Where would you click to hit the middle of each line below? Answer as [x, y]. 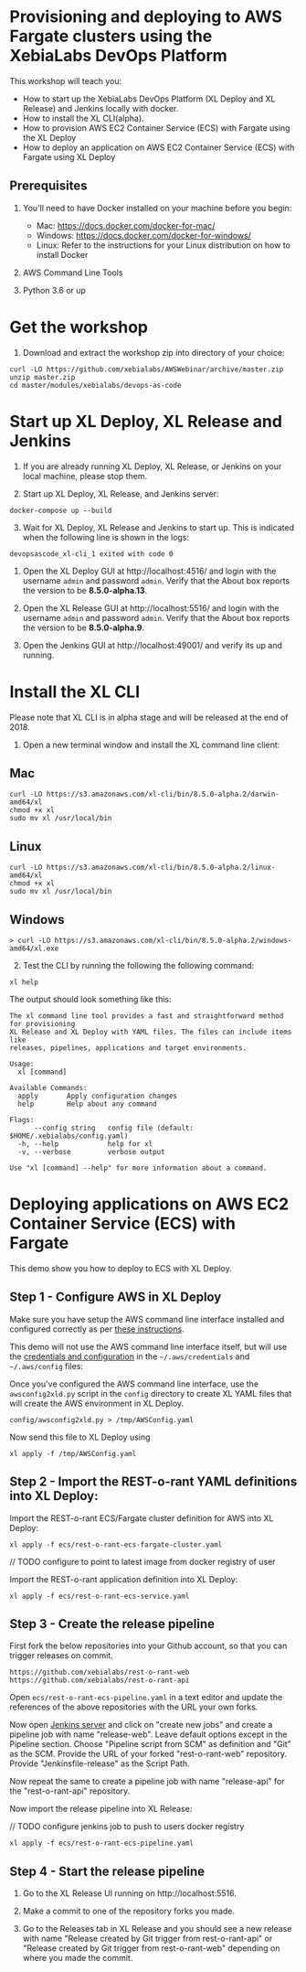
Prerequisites [48, 186]
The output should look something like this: [90, 999]
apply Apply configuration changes [98, 1096]
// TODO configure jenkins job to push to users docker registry [127, 1827]
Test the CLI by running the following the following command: [138, 965]
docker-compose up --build [61, 510]
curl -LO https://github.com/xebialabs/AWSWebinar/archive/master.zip [147, 369]
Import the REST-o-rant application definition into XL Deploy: [124, 1579]
